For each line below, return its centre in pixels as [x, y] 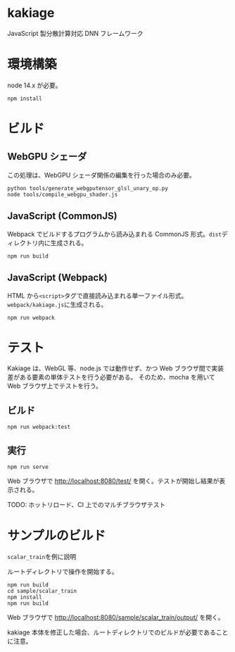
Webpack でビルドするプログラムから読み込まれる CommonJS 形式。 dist [114, 234]
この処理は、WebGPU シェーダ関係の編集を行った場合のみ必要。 [101, 175]
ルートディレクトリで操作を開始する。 [63, 571]
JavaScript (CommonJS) [62, 216]
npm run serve [28, 467]
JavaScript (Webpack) [57, 278]
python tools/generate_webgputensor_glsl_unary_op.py [88, 188]
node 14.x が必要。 [34, 85]
